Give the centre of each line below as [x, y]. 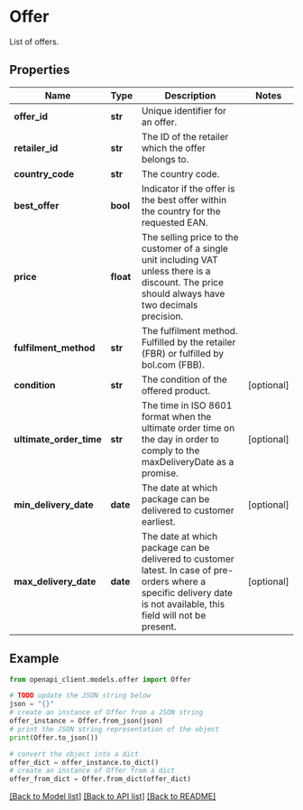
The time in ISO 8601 [187, 405]
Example [34, 659]
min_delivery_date [54, 505]
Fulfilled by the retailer [188, 342]
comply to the [170, 451]
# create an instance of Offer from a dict [92, 771]
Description [190, 95]
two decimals [170, 304]
